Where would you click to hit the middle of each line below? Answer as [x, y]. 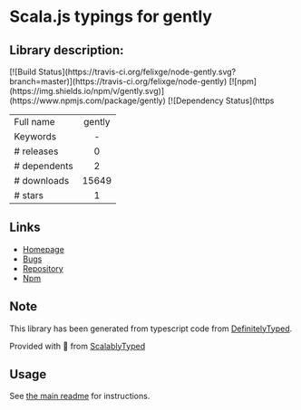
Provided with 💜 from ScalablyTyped [78, 346]
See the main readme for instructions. [80, 396]
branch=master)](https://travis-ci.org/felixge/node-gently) [118, 81]
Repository [43, 268]
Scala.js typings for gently [111, 17]
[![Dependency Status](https [221, 100]
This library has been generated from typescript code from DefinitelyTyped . [151, 329]
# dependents [44, 166]
